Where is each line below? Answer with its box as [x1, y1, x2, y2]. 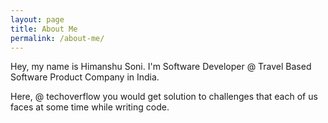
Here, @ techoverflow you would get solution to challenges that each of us [10, 91, 318, 103]
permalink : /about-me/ [10, 33, 105, 43]
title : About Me [10, 24, 78, 34]
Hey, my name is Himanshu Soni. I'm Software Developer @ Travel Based [10, 61, 312, 73]
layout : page [10, 14, 65, 25]
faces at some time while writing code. [10, 101, 170, 113]
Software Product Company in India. [10, 71, 160, 83]
